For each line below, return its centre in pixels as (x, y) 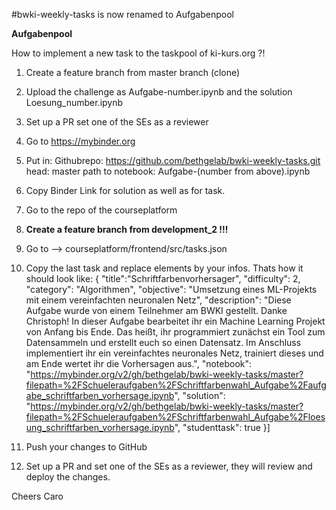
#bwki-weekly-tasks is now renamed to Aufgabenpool (122, 14)
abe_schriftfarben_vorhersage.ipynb (100, 395)
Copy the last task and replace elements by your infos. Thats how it (164, 268)
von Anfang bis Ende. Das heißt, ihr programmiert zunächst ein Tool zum (175, 332)
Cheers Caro (37, 496)
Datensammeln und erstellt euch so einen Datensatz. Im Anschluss (163, 342)
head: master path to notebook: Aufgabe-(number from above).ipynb (168, 171)
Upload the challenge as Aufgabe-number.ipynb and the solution (159, 92)
